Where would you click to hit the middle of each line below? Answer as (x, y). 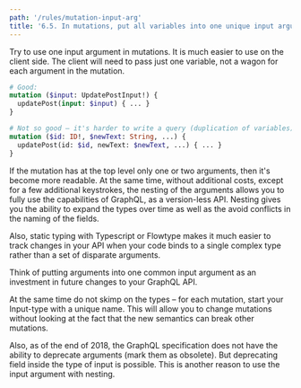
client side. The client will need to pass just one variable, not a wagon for (144, 61)
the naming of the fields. (55, 218)
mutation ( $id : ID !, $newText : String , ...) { (98, 137)
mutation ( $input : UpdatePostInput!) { (84, 95)
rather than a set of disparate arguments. (85, 255)
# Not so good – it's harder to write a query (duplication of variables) (152, 128)
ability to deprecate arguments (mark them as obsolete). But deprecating (144, 355)
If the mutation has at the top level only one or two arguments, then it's (140, 171)
